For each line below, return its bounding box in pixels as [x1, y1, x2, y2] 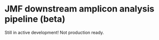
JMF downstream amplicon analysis [4, 3, 155, 14]
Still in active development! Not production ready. [4, 29, 104, 35]
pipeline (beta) [4, 13, 66, 25]
